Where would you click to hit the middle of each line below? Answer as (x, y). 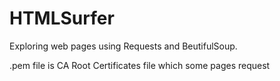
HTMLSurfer (62, 18)
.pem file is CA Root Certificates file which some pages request (140, 65)
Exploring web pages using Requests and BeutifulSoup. (123, 46)
